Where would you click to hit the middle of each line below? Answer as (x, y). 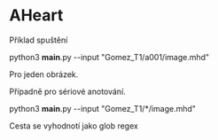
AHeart (36, 16)
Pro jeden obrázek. (44, 74)
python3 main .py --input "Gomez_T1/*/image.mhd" (103, 108)
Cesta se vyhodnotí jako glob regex (74, 126)
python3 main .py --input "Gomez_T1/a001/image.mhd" (109, 57)
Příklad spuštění (39, 40)
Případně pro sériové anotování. (67, 91)
